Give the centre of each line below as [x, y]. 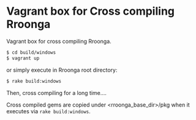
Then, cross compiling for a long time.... [57, 92]
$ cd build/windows [31, 52]
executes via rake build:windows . [48, 111]
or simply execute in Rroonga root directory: [62, 70]
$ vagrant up [23, 58]
